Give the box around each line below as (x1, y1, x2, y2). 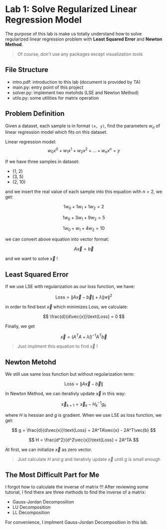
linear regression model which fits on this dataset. (5, 129, 108, 135)
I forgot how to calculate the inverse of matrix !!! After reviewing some (5, 484, 149, 490)
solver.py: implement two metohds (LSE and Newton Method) (12, 89, 139, 96)
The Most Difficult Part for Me (5, 470, 100, 479)
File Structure (5, 66, 48, 74)
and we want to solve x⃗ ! (5, 255, 58, 261)
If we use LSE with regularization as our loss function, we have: (5, 284, 136, 290)
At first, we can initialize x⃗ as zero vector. (5, 446, 92, 452)
